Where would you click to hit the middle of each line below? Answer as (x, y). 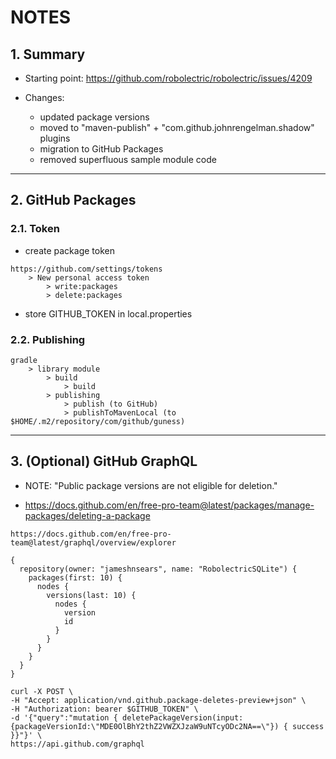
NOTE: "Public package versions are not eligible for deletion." (151, 485)
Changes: (44, 97)
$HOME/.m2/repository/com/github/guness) (98, 421)
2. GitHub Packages (73, 200)
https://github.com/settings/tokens (86, 269)
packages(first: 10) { (75, 577)
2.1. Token (35, 229)
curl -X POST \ (42, 691)
